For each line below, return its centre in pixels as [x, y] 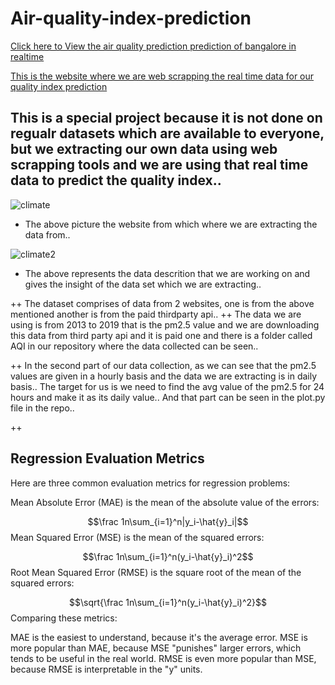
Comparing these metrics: [64, 618]
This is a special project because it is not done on [166, 118]
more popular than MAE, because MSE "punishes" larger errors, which [156, 648]
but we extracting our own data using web [144, 149]
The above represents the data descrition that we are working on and [167, 273]
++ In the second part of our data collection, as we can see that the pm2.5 [163, 365]
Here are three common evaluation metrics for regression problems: [150, 483]
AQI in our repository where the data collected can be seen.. [134, 346]
